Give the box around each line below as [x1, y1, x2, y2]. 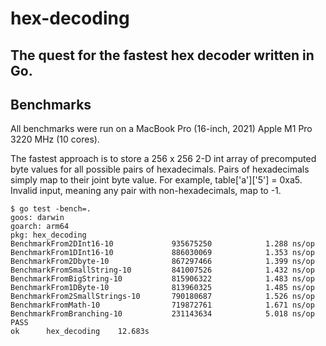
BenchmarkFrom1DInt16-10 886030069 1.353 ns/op [10, 248, 315, 258]
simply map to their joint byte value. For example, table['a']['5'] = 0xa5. [10, 174, 303, 186]
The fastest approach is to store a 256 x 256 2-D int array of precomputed [10, 153, 317, 165]
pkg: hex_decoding [10, 230, 87, 241]
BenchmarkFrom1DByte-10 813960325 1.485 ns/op [10, 283, 315, 293]
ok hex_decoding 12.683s [10, 327, 150, 337]
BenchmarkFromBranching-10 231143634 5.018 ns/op [10, 309, 315, 319]
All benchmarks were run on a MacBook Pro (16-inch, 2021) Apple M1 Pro [10, 123, 313, 135]
